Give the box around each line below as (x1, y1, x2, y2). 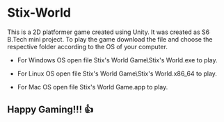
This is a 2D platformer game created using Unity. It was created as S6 (7, 28, 210, 36)
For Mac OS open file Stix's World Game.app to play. (17, 82, 168, 91)
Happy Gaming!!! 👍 (7, 104, 94, 116)
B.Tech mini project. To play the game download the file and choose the (7, 35, 213, 43)
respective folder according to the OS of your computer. (7, 42, 168, 51)
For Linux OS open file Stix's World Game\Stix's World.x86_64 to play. (17, 69, 218, 78)
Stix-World (7, 5, 72, 21)
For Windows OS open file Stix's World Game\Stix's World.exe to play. (17, 55, 218, 64)
